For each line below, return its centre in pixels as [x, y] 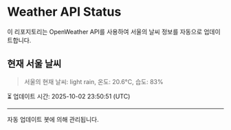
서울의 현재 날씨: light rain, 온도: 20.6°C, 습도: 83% [93, 81]
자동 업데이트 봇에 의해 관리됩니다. [53, 119]
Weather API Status [64, 12]
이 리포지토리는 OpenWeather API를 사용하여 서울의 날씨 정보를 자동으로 [105, 31]
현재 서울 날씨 [34, 64]
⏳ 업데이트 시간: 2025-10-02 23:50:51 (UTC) [69, 96]
